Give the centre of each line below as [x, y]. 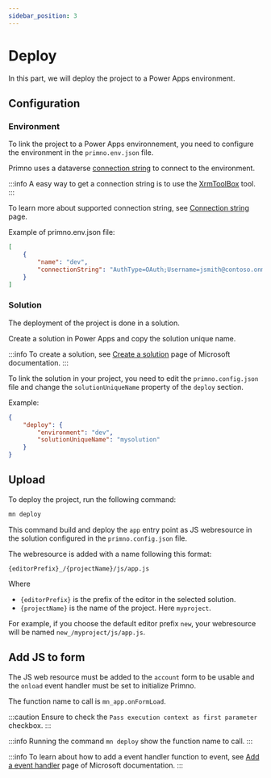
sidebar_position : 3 [43, 16]
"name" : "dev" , [63, 262]
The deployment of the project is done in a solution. [94, 323]
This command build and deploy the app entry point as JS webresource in [130, 529]
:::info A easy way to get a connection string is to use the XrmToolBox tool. [132, 184]
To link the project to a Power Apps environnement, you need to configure [131, 144]
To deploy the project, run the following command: [92, 499]
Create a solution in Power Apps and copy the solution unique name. [122, 338]
